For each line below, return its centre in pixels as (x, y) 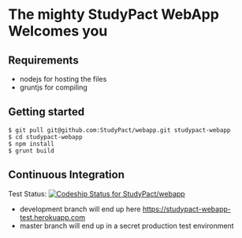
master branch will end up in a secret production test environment (127, 225)
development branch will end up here (80, 209)
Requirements (43, 60)
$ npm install (32, 144)
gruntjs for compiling (54, 87)
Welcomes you (58, 31)
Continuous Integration (66, 175)
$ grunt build (32, 151)
